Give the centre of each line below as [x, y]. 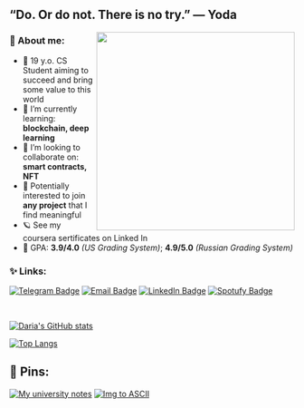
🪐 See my [42, 225]
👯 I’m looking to [52, 147]
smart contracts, [55, 166]
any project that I [55, 205]
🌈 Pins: [29, 372]
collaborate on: [51, 157]
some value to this [57, 89]
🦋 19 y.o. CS [45, 60]
